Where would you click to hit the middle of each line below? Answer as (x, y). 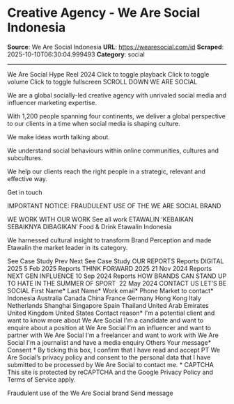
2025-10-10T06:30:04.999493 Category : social (76, 54)
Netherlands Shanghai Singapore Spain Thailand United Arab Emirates (108, 305)
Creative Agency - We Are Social (104, 13)
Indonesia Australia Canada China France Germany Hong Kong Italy (104, 298)
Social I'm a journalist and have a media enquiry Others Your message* (109, 342)
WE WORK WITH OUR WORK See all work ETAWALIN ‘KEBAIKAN (100, 219)
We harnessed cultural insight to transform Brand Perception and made (109, 240)
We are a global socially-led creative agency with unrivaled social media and (117, 95)
